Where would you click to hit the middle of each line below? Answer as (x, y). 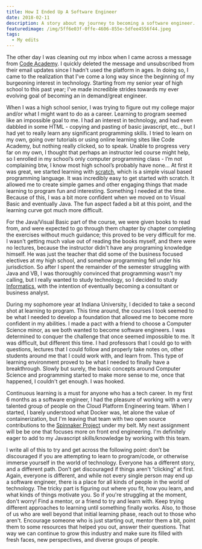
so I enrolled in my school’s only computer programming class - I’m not (94, 159)
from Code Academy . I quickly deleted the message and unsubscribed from (100, 63)
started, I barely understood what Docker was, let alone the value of (91, 412)
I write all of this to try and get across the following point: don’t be (88, 450)
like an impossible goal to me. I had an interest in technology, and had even (99, 120)
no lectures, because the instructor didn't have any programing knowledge (99, 248)
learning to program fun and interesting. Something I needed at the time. (96, 191)
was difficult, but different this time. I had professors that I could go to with (99, 343)
